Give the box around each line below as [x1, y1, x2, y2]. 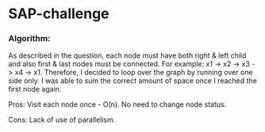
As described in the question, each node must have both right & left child [8, 51, 247, 60]
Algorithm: [8, 33, 51, 44]
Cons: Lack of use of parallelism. [8, 115, 116, 125]
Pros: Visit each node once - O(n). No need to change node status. [8, 100, 227, 109]
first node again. [8, 85, 62, 94]
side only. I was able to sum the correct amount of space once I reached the [8, 76, 258, 85]
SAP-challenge [8, 5, 109, 23]
